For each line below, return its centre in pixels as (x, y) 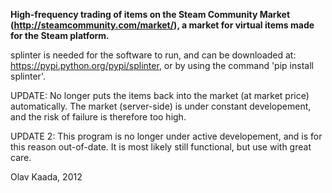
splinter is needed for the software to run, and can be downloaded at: (153, 55)
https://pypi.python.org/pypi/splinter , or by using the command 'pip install (162, 65)
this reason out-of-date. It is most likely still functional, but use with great (161, 147)
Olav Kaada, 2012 (46, 177)
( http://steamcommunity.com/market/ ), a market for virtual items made (162, 25)
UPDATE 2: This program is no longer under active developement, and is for (166, 136)
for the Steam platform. (60, 35)
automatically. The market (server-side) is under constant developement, (161, 106)
